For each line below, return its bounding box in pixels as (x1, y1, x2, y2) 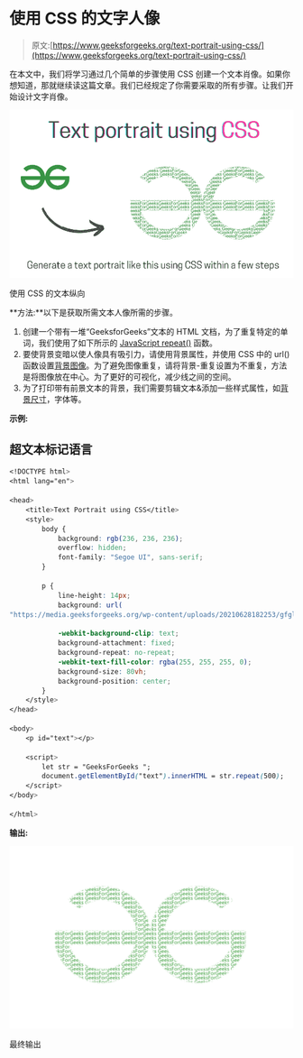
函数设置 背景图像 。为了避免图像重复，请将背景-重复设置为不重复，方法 (22, 360, 288, 371)
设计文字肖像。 (16, 91, 73, 102)
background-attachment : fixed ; (57, 639, 176, 648)
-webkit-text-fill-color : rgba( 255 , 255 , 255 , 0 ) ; (57, 658, 252, 667)
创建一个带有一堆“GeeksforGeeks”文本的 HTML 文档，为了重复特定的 (22, 326, 281, 336)
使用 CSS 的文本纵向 (9, 288, 86, 299)
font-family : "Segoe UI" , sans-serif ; (57, 553, 204, 562)
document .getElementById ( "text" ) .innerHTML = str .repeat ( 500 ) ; (41, 772, 284, 781)
